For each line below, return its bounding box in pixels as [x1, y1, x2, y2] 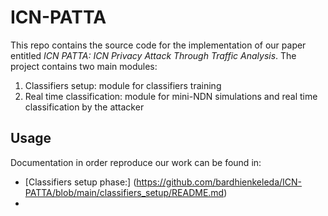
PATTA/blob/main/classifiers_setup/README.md [24, 186, 225, 198]
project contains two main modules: [10, 60, 158, 72]
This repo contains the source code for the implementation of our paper [10, 39, 307, 51]
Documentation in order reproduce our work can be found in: [10, 156, 262, 168]
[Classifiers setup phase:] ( [24, 176, 137, 188]
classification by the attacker [24, 101, 145, 113]
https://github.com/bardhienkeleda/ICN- [136, 176, 303, 188]
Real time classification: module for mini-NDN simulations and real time [24, 90, 318, 102]
